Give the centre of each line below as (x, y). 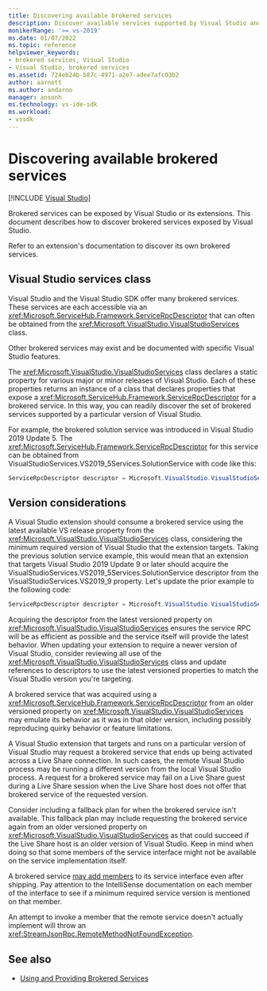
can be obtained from (44, 454)
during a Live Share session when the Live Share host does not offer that (127, 786)
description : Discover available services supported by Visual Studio (128, 23)
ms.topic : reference (43, 45)
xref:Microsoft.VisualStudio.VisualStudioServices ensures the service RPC (130, 628)
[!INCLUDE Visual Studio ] (50, 198)
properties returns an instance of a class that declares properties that (122, 388)
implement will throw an (47, 926)
